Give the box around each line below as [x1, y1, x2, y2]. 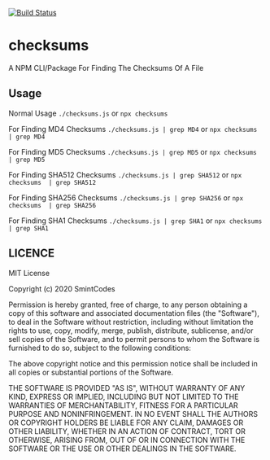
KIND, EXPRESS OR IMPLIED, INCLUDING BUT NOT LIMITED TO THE [8, 392, 239, 401]
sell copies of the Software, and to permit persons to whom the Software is [8, 334, 260, 344]
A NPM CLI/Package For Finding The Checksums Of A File [8, 63, 204, 72]
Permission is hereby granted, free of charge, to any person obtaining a [8, 300, 248, 309]
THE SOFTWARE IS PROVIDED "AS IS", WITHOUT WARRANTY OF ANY [8, 383, 246, 392]
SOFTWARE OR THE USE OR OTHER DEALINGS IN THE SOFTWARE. [8, 444, 237, 453]
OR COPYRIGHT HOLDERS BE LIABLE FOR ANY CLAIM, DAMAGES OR [8, 418, 244, 427]
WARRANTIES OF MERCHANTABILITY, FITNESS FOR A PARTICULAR [8, 400, 238, 410]
